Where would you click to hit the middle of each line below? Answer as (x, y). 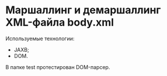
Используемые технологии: (40, 38)
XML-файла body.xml (60, 22)
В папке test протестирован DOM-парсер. (58, 67)
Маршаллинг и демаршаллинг (83, 10)
